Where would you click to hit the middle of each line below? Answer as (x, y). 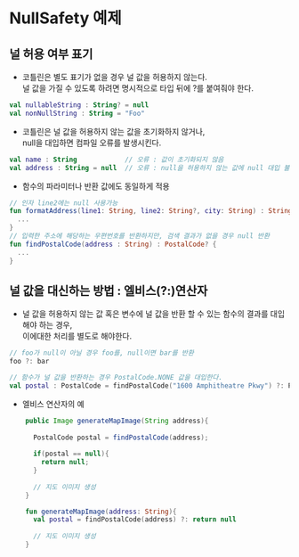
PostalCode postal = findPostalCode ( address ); (121, 438)
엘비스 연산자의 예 (53, 404)
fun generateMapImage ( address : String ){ (101, 512)
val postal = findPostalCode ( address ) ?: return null (135, 520)
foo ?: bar (29, 362)
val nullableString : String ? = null (79, 105)
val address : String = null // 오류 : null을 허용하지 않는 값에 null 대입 (145, 168)
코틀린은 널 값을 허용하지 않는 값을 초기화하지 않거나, (113, 131)
